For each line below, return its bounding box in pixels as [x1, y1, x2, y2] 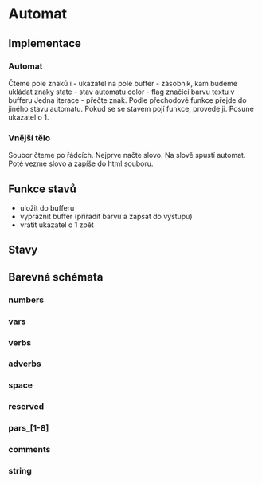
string [8, 466, 32, 477]
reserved [8, 401, 45, 412]
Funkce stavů [8, 182, 77, 195]
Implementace [8, 37, 82, 50]
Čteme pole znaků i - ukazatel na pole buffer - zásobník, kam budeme [8, 78, 238, 88]
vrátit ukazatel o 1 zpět [19, 220, 94, 230]
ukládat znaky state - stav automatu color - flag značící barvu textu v [8, 87, 235, 96]
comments [8, 444, 51, 455]
